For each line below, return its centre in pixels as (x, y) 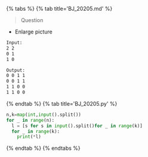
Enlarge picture (33, 32)
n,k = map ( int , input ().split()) (44, 115)
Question (32, 20)
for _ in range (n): (30, 120)
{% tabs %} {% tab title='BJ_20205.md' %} (59, 9)
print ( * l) (29, 137)
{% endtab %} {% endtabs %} (43, 148)
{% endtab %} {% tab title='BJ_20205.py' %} (62, 103)
